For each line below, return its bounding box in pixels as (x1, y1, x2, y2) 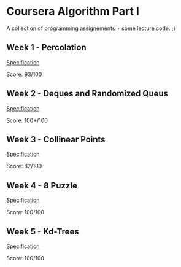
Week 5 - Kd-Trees (6, 226, 80, 237)
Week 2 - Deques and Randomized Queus (6, 88, 169, 99)
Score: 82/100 (6, 163, 42, 170)
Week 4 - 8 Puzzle (6, 180, 78, 191)
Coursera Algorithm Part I (6, 4, 140, 18)
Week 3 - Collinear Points (6, 134, 106, 145)
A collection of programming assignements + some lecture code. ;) (6, 25, 176, 32)
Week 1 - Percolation (6, 42, 87, 53)
